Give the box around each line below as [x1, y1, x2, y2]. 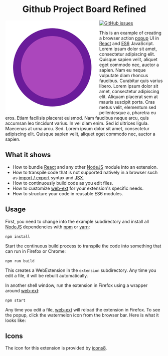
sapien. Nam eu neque [99, 67, 146, 73]
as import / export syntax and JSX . [12, 174, 84, 181]
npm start [5, 298, 26, 303]
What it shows [5, 151, 51, 159]
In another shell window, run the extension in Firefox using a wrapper [5, 282, 148, 288]
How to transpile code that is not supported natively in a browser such [12, 169, 158, 175]
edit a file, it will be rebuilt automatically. [5, 272, 88, 278]
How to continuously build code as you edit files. [12, 180, 113, 186]
